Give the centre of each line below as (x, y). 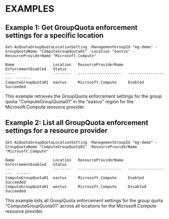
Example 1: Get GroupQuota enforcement (72, 28)
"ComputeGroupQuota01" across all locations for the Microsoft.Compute (81, 206)
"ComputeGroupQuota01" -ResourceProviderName (88, 147)
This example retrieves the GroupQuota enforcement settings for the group (84, 96)
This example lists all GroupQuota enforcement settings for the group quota (84, 200)
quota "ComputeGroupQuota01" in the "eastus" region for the (70, 101)
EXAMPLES (30, 9)
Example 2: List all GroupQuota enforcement (77, 123)
